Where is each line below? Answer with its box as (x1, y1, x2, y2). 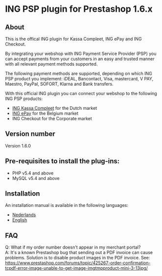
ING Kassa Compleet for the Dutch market (12, 105, 97, 111)
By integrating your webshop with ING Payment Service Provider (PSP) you (5, 50, 157, 56)
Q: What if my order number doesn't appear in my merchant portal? (5, 244, 141, 251)
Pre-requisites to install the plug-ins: (5, 157, 120, 165)
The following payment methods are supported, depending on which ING (5, 71, 153, 76)
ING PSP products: (5, 96, 43, 101)
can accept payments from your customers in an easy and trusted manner (5, 56, 155, 62)
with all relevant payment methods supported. (5, 61, 98, 67)
